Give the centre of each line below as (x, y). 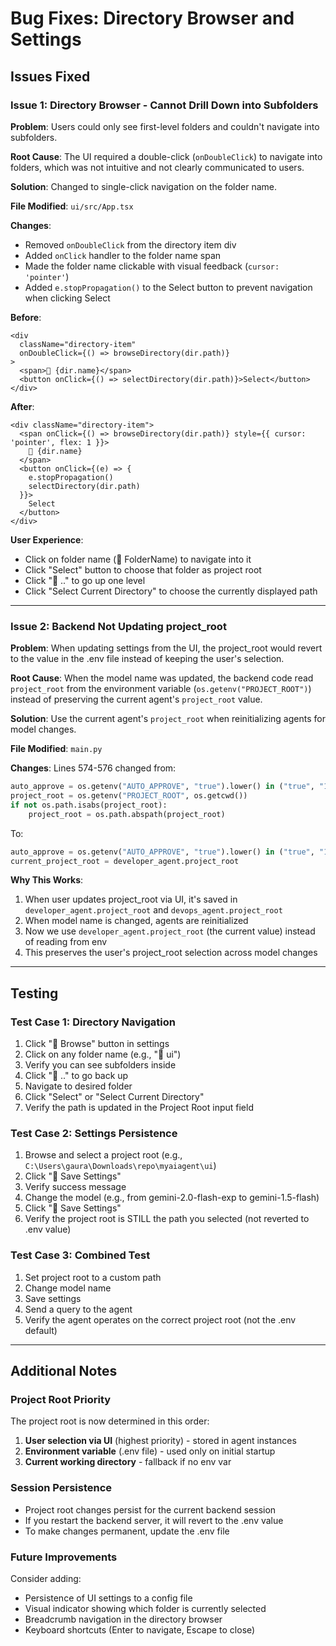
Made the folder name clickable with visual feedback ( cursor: (152, 266)
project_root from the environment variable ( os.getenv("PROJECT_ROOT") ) (161, 689)
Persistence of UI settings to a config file (108, 1598)
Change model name (68, 1288)
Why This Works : (47, 880)
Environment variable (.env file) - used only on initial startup (150, 1451)
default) (41, 1330)
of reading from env (66, 942)
